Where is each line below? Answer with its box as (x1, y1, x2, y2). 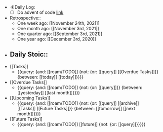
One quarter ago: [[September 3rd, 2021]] (17, 31, 103, 37)
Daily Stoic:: (9, 50, 48, 59)
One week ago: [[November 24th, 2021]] (17, 20, 100, 26)
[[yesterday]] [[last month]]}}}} (17, 89, 81, 95)
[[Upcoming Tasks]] (9, 95, 51, 101)
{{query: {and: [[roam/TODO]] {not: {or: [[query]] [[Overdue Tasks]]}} (17, 69, 159, 75)
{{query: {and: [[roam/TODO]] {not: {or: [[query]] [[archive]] (17, 100, 139, 106)
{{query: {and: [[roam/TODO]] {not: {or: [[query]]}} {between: (17, 84, 143, 90)
